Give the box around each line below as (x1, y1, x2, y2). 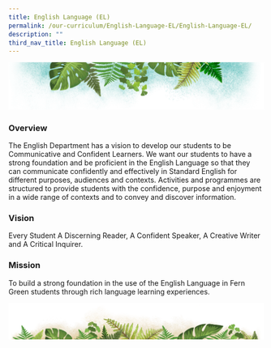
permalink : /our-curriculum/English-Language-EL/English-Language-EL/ (8, 21, 252, 30)
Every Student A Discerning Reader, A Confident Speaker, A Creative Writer (8, 231, 261, 240)
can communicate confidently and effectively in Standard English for (8, 167, 238, 176)
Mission (8, 260, 41, 271)
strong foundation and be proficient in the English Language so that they (8, 158, 251, 168)
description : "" (8, 30, 63, 38)
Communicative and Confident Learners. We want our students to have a (8, 150, 252, 159)
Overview (8, 122, 48, 134)
